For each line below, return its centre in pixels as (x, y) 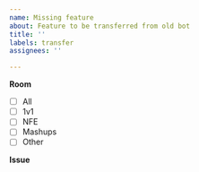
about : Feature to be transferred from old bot (100, 26)
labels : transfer (42, 43)
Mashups (39, 132)
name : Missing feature (52, 17)
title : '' (28, 34)
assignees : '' (36, 51)
